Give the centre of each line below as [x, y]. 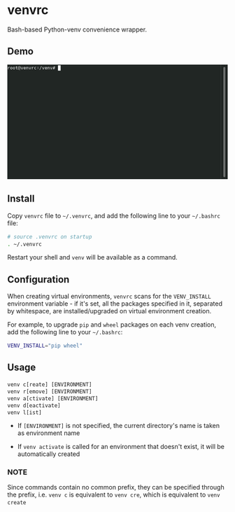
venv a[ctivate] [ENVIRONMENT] [53, 398]
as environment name [49, 433]
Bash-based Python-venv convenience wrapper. [77, 29]
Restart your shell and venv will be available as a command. [93, 257]
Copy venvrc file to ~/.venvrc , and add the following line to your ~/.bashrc [114, 215]
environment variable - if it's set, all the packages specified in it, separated [115, 304]
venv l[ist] [24, 412]
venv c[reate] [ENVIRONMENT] [50, 384]
